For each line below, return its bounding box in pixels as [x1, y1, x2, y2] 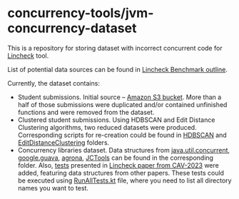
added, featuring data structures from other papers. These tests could [17, 168, 225, 177]
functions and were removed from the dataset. [17, 108, 155, 116]
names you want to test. [17, 183, 89, 192]
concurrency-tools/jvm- [7, 5, 154, 21]
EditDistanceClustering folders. [17, 138, 110, 147]
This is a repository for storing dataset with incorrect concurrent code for [7, 44, 223, 52]
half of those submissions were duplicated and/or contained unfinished [17, 100, 228, 108]
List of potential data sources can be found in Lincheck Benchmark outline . [7, 65, 228, 73]
